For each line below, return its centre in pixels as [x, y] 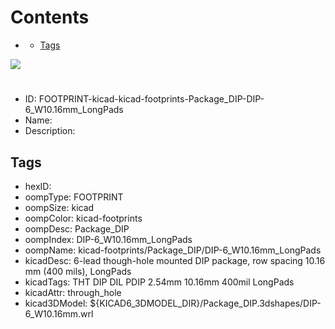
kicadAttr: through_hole [73, 292]
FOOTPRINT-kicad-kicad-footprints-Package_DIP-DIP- [151, 99]
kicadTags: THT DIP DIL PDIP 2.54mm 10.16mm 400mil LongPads [159, 282]
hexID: [38, 186]
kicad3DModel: [56, 303]
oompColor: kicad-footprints [83, 218]
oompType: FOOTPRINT [74, 197]
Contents [50, 17]
